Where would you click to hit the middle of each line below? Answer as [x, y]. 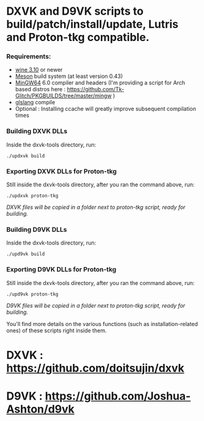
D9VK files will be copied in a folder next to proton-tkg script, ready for [96, 305]
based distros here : [40, 89]
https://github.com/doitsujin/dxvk [95, 368]
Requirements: [29, 56]
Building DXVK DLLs [37, 131]
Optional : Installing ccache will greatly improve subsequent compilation [106, 109]
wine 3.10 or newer [39, 70]
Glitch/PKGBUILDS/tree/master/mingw [63, 96]
